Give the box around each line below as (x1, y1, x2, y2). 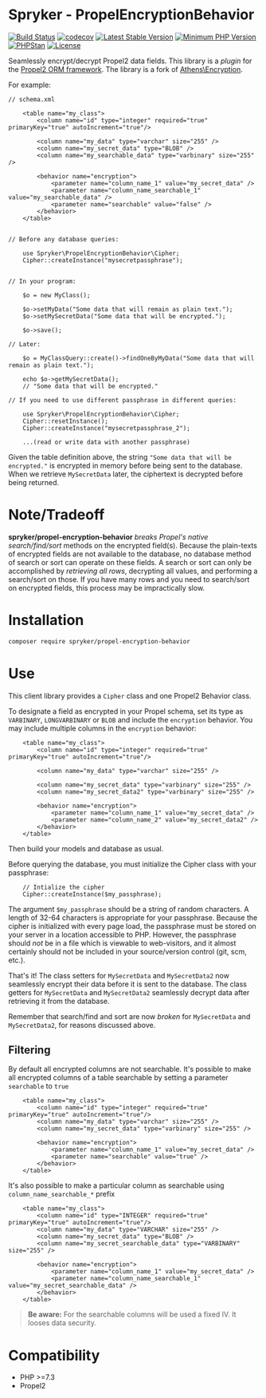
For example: (8, 80, 52, 90)
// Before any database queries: (8, 235, 119, 243)
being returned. (8, 477, 60, 487)
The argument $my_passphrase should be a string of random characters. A (8, 904, 249, 914)
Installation (8, 611, 84, 629)
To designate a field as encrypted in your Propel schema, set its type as (8, 706, 244, 716)
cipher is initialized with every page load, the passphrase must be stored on (8, 921, 256, 930)
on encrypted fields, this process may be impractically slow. (8, 583, 205, 592)
